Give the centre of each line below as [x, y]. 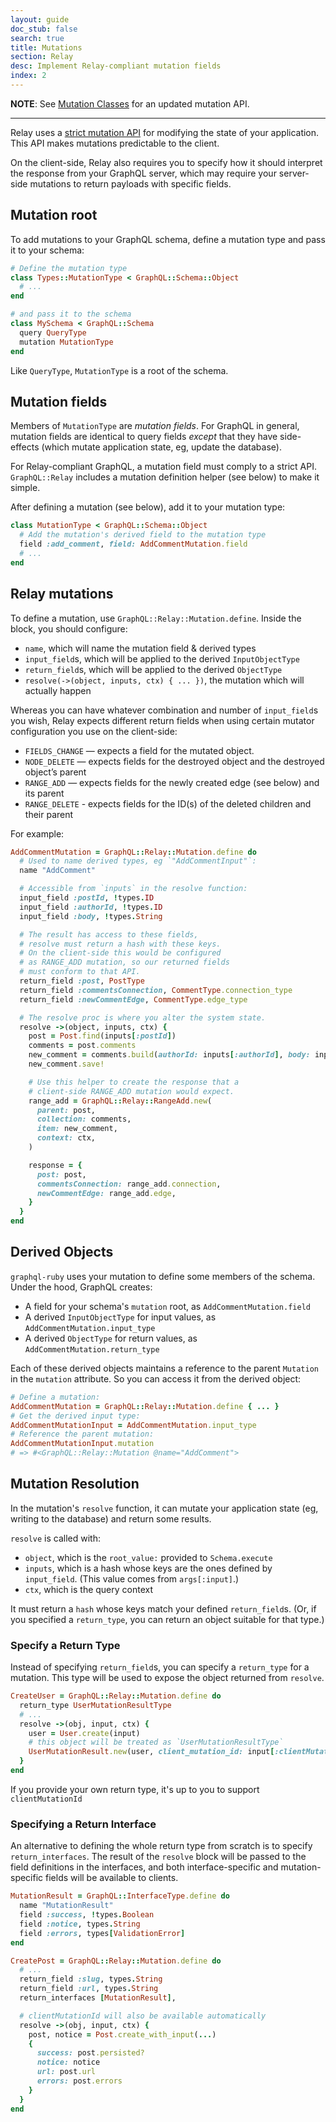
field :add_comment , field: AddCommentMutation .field [133, 544]
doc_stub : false [44, 29]
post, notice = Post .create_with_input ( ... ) [122, 2034]
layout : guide [40, 19]
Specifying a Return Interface [83, 1824]
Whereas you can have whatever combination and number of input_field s [164, 710]
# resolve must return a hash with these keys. [120, 944]
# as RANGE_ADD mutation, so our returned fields [124, 962]
